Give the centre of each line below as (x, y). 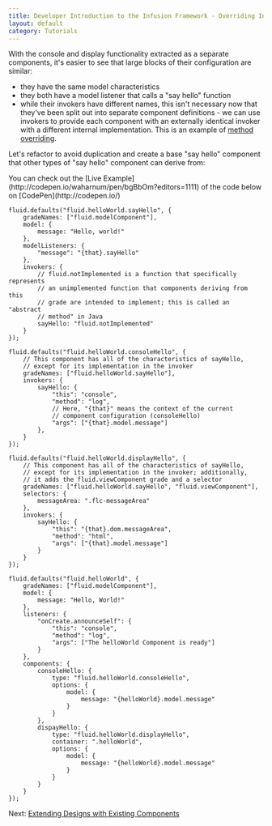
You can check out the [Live (55, 178)
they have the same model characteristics (90, 87)
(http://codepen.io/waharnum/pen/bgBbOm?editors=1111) (104, 187)
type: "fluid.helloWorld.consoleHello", (121, 678)
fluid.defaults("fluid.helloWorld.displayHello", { (97, 458)
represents (27, 281)
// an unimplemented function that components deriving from (143, 288)
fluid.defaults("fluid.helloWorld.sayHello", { (90, 211)
